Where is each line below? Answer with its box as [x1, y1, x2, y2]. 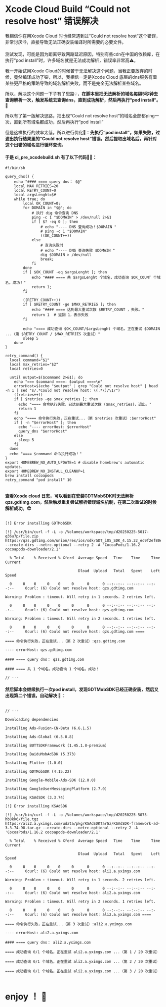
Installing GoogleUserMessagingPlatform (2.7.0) [5, 786, 107, 791]
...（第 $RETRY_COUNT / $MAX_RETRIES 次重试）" [5, 332, 100, 337]
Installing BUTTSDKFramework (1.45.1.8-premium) [5, 743, 107, 748]
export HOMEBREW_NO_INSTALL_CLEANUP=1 [5, 469, 85, 474]
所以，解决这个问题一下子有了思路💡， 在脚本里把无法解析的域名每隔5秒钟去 [5, 91, 158, 97]
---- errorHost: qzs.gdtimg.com [5, 647, 72, 652]
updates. [5, 465, 23, 470]
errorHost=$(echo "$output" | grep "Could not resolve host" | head [14, 384, 158, 389]
